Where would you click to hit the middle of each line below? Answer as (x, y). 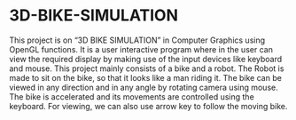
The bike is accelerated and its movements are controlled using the (132, 96)
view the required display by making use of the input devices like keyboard (146, 59)
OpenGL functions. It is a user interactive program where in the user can (141, 49)
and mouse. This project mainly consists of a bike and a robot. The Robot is (147, 68)
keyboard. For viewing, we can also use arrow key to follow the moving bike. (148, 106)
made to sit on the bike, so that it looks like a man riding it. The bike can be (145, 77)
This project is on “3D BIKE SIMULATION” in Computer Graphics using (137, 40)
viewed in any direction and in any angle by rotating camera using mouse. (144, 87)
